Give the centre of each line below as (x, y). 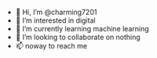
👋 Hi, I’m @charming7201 (56, 12)
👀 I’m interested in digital (55, 20)
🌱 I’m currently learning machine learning (82, 29)
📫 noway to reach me (51, 46)
